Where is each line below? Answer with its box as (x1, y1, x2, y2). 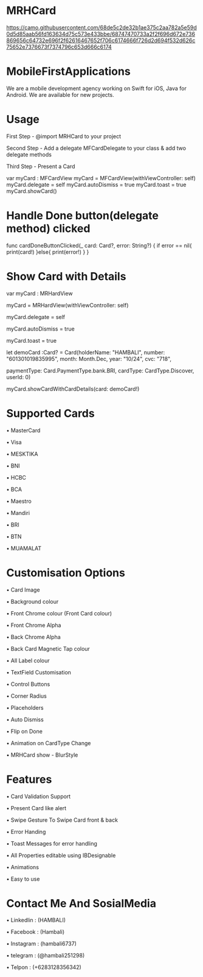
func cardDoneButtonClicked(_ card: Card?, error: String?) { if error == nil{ (6, 242, 193, 249)
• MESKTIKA (6, 450, 38, 457)
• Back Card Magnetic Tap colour (6, 645, 90, 652)
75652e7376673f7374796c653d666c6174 (6, 43, 112, 51)
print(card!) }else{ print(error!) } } (6, 248, 89, 256)
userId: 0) (6, 373, 31, 380)
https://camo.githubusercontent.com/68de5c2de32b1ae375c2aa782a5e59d (6, 24, 198, 31)
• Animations (6, 863, 40, 870)
